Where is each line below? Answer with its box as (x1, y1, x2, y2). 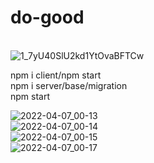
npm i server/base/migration (10, 79, 128, 91)
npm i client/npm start (10, 69, 102, 81)
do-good (10, 6, 85, 29)
